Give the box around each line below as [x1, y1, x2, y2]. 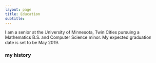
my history [5, 52, 31, 59]
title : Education [5, 12, 40, 16]
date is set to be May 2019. [5, 40, 59, 46]
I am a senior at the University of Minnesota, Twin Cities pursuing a [5, 30, 140, 35]
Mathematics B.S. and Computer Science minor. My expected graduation [5, 34, 152, 40]
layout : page [5, 7, 32, 12]
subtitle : [5, 16, 25, 21]
